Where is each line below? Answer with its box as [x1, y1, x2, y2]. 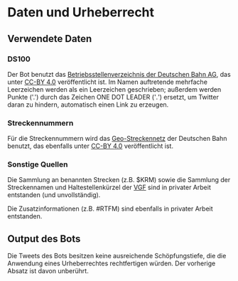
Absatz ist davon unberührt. [7, 267, 89, 275]
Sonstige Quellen [7, 159, 68, 169]
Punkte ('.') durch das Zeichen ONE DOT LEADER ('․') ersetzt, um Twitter [7, 92, 219, 101]
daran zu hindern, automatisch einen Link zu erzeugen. [7, 100, 169, 109]
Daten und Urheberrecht [7, 4, 155, 21]
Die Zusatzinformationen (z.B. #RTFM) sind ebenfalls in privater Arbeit [7, 204, 213, 213]
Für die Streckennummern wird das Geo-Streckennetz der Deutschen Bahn [7, 134, 227, 143]
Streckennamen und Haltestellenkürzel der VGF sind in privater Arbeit [7, 183, 211, 192]
